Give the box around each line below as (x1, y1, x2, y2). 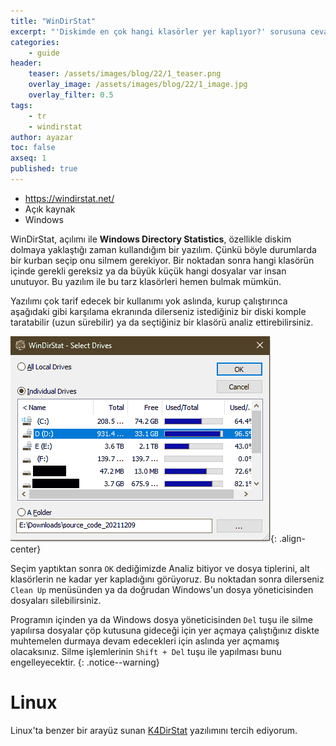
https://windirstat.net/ (24, 192, 115, 204)
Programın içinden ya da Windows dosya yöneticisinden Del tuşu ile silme (10, 613, 313, 625)
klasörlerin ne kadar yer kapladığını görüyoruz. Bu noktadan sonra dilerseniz (10, 573, 325, 585)
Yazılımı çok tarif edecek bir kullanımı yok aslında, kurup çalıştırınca (10, 295, 288, 307)
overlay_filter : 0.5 (28, 90, 114, 100)
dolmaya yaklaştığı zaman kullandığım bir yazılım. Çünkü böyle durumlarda (10, 243, 317, 255)
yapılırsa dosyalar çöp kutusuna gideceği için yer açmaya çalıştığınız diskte (10, 624, 320, 636)
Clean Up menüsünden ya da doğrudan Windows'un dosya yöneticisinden (10, 583, 314, 595)
